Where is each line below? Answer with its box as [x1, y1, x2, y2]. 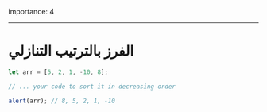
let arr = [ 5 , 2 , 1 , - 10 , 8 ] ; [8, 68, 109, 76]
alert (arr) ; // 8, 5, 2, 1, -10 [8, 97, 115, 105]
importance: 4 [8, 7, 55, 16]
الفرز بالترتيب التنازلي [8, 42, 134, 60]
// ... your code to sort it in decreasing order [8, 83, 176, 91]
